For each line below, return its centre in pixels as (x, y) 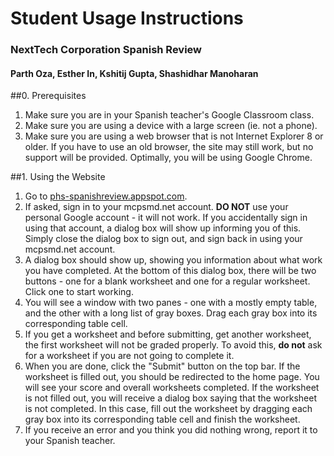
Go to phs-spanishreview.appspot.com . (106, 196)
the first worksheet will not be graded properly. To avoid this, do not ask (173, 345)
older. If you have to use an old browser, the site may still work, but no (169, 147)
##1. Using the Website (58, 177)
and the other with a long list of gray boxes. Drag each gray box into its (171, 313)
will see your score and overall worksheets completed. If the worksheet (172, 388)
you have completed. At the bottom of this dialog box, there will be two (170, 271)
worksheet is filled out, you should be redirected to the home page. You (172, 377)
